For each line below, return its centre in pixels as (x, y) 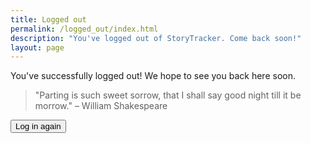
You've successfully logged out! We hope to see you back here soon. (153, 76)
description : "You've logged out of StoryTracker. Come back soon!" (156, 38)
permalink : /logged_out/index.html (84, 29)
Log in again (38, 126)
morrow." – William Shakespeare (101, 106)
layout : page (37, 47)
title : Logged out (48, 19)
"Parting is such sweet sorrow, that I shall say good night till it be (168, 95)
